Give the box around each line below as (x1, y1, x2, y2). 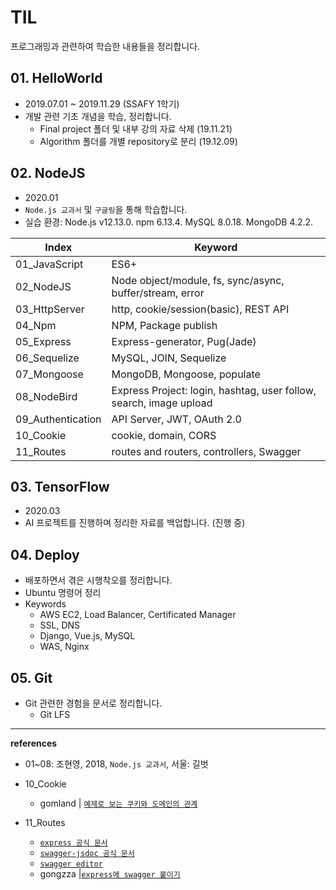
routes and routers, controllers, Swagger (111, 444, 302, 458)
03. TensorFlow (10, 478, 110, 495)
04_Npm (15, 318, 57, 332)
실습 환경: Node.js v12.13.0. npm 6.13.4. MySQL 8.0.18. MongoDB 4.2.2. (24, 216, 314, 228)
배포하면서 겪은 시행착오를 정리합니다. (24, 574, 173, 586)
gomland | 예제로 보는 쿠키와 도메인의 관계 (39, 797, 198, 809)
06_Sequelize (15, 351, 80, 365)
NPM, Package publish (111, 318, 218, 332)
